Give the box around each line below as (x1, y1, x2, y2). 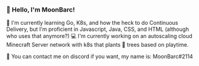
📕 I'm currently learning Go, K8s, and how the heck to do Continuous (6, 19, 178, 27)
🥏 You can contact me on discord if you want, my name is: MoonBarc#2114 (6, 53, 193, 60)
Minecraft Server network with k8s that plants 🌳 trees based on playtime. (6, 41, 189, 48)
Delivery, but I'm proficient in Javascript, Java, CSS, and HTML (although (6, 25, 189, 33)
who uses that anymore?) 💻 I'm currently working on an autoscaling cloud (6, 33, 193, 40)
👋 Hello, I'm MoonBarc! (6, 5, 75, 14)
